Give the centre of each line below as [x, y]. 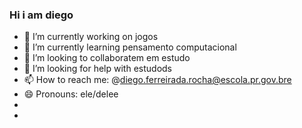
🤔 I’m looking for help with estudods [97, 69]
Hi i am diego [41, 15]
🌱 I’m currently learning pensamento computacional [130, 47]
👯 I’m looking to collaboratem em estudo [107, 58]
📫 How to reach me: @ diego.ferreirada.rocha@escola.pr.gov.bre [157, 80]
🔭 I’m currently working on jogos [91, 37]
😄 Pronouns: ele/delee [71, 94]
